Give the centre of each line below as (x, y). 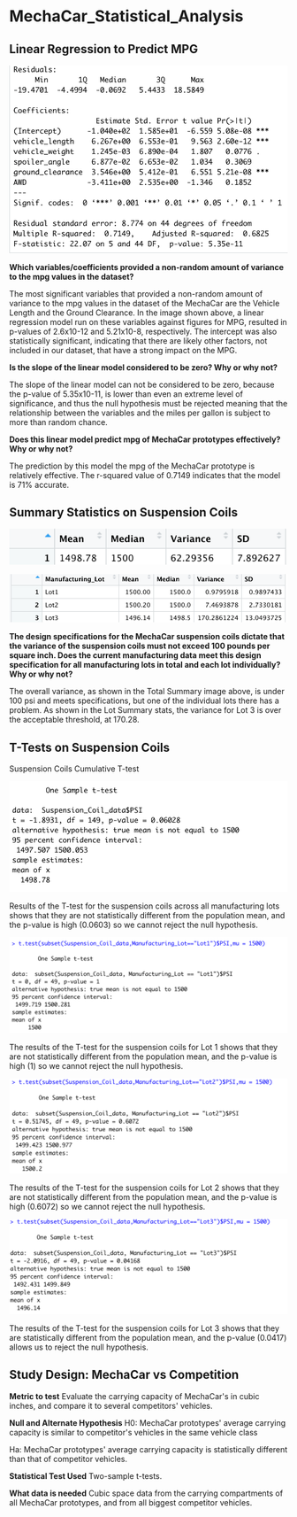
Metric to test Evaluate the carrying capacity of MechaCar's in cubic (134, 1396)
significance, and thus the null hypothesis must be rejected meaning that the (148, 403)
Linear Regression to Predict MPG (104, 49)
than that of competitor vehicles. (69, 1459)
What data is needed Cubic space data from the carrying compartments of (146, 1493)
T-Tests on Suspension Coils (90, 747)
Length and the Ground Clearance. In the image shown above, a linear (137, 313)
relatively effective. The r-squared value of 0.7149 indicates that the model (145, 475)
